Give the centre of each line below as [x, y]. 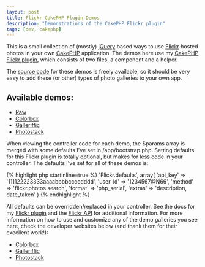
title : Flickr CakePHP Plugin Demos [53, 18]
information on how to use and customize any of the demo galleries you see [102, 220]
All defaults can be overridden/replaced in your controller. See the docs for [101, 207]
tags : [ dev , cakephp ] [34, 29]
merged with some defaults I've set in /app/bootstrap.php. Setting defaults [100, 150]
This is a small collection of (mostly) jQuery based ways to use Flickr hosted [102, 47]
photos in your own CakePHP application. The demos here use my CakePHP [102, 53]
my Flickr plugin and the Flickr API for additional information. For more [95, 213]
